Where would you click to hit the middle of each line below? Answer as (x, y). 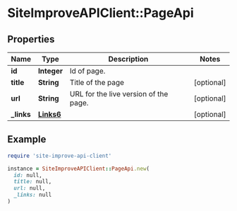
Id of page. (87, 71)
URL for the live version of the (119, 94)
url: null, (30, 188)
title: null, (33, 182)
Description (128, 59)
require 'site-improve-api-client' (60, 156)
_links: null (33, 195)
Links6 (49, 114)
